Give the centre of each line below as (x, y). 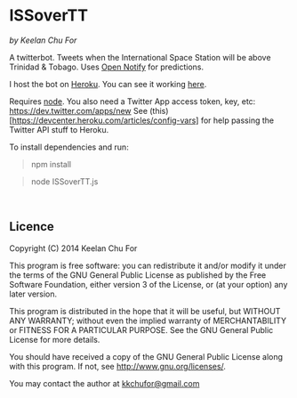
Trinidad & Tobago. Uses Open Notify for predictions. (107, 67)
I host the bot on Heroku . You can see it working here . (108, 84)
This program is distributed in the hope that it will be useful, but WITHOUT (145, 311)
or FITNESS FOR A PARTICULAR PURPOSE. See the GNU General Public (141, 329)
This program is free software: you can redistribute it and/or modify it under (148, 265)
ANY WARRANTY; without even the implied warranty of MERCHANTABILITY (148, 321)
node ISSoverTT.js (64, 181)
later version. (33, 294)
